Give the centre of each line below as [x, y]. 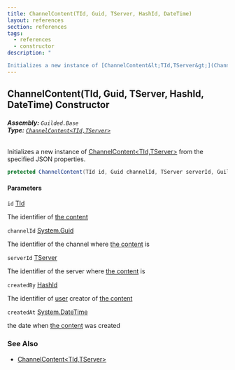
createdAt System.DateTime [48, 312]
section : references [37, 27]
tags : [15, 33]
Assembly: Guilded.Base [43, 123]
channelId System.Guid [41, 231]
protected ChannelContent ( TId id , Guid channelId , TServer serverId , [111, 172]
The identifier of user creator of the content [70, 299]
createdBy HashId [33, 285]
